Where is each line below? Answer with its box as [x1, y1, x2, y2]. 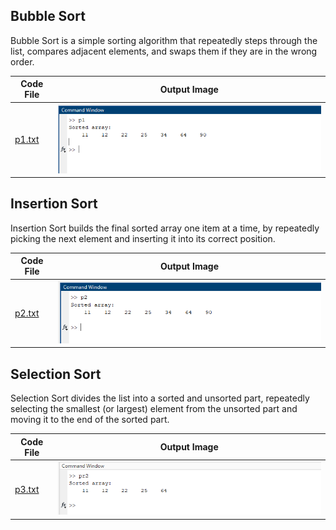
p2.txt [14, 307, 40, 319]
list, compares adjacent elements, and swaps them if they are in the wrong [10, 45, 318, 57]
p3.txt [14, 483, 40, 495]
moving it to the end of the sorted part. [10, 414, 170, 426]
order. [10, 55, 35, 68]
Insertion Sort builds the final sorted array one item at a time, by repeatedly [10, 222, 320, 234]
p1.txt [14, 134, 40, 146]
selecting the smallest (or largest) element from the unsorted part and [10, 403, 298, 415]
